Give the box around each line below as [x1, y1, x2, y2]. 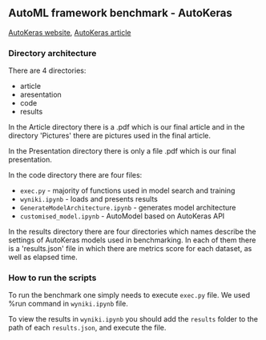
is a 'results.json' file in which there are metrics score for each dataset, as [8, 244, 252, 254]
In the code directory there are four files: [8, 170, 143, 180]
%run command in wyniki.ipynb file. [8, 299, 128, 309]
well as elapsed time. [8, 252, 78, 262]
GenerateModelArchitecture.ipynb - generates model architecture [19, 203, 236, 213]
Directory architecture [8, 47, 97, 58]
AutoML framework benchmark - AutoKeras [8, 6, 232, 20]
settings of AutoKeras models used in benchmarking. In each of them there [8, 235, 256, 245]
